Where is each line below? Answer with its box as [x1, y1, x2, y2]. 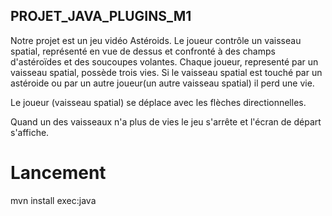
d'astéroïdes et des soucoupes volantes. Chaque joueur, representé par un [10, 55, 319, 68]
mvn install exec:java [10, 194, 97, 206]
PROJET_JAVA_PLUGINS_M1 [10, 8, 192, 25]
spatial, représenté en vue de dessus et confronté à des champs [10, 45, 276, 57]
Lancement [10, 162, 107, 184]
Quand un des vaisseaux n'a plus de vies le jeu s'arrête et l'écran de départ [10, 115, 322, 128]
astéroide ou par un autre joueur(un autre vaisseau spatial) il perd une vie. [10, 77, 315, 89]
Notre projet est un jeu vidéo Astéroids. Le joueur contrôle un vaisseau [10, 34, 302, 46]
